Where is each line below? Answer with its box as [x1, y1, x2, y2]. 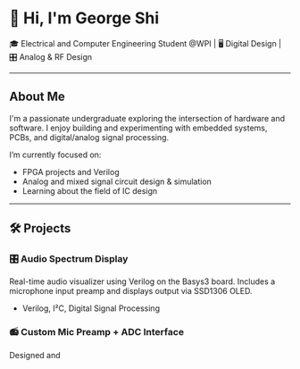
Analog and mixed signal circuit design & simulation [21, 176, 212, 187]
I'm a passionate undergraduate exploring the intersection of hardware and [9, 113, 286, 123]
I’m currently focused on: [9, 149, 102, 160]
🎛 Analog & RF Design [9, 51, 93, 62]
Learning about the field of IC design [21, 185, 158, 196]
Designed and [9, 349, 61, 360]
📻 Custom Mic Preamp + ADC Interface [9, 326, 185, 339]
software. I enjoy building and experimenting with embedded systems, [9, 122, 268, 133]
